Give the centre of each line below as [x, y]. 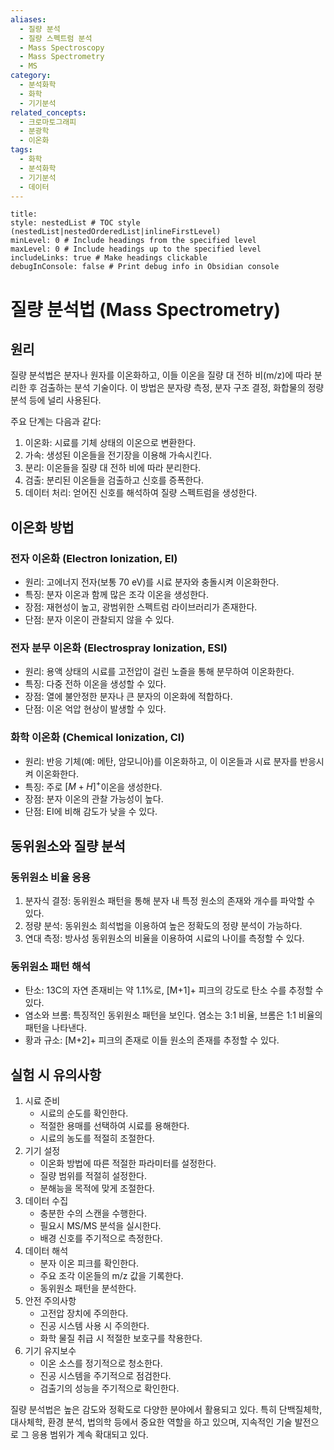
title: [24, 214]
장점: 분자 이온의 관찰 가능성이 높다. [94, 799]
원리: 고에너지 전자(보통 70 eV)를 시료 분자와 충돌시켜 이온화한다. [152, 582]
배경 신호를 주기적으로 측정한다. [101, 1238]
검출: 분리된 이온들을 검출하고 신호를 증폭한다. [114, 480]
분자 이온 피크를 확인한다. [89, 1263]
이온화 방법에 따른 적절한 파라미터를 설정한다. [128, 1163]
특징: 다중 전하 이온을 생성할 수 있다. [95, 684]
